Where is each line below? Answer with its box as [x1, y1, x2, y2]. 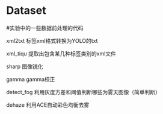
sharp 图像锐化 [6, 63, 43, 70]
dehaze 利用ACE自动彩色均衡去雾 [6, 101, 90, 109]
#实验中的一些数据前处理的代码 [6, 24, 84, 31]
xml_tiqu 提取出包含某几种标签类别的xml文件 [6, 49, 116, 57]
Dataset [6, 4, 46, 17]
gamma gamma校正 [6, 75, 55, 83]
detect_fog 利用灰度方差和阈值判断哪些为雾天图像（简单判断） [6, 88, 161, 95]
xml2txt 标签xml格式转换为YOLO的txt [6, 37, 98, 44]
